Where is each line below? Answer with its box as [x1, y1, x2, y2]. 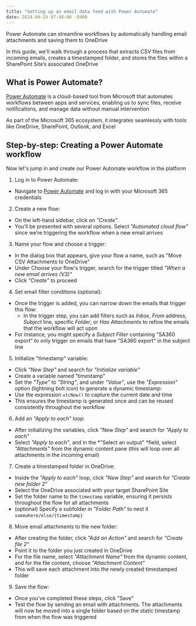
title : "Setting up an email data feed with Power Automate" [6, 8, 159, 15]
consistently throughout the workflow [14, 404, 105, 411]
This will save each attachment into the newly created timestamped [14, 565, 177, 573]
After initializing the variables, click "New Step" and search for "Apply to [14, 427, 188, 434]
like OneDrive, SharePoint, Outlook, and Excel [6, 123, 116, 130]
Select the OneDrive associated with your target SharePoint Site [14, 487, 169, 494]
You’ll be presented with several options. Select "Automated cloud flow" [14, 223, 188, 230]
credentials [14, 194, 42, 201]
